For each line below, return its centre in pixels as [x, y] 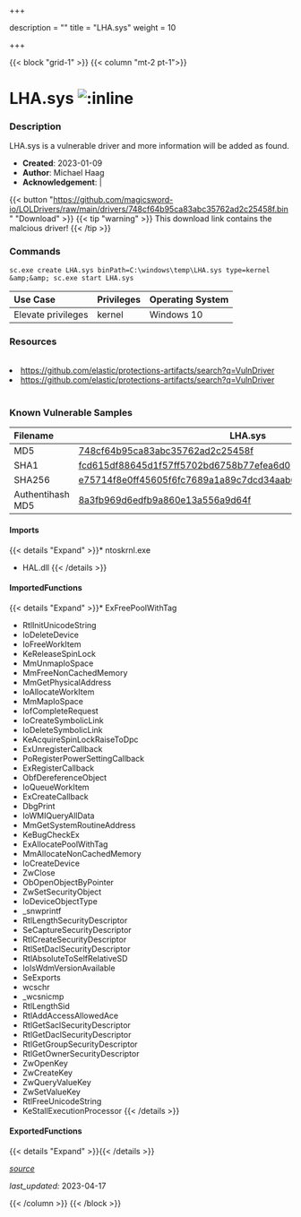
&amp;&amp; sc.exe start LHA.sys [72, 278]
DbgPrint [39, 806]
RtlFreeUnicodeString [62, 1101]
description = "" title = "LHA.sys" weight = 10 [93, 27]
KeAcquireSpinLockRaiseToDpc [80, 739]
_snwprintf [42, 911]
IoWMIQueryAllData [58, 816]
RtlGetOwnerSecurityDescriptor [81, 1053]
